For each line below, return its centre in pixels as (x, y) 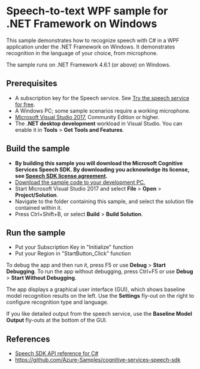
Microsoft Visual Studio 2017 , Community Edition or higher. (87, 117)
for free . (25, 104)
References (28, 339)
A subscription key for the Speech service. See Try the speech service (102, 98)
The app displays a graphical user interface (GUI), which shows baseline (96, 289)
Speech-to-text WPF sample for (87, 11)
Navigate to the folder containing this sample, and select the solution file (104, 201)
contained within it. (38, 207)
